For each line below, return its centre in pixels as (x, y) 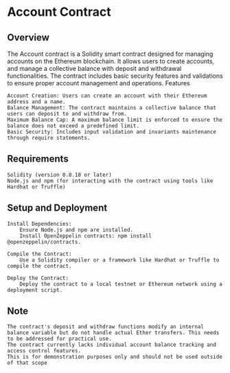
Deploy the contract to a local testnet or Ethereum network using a (121, 284)
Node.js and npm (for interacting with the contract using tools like (110, 181)
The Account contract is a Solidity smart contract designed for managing (110, 54)
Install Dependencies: (39, 224)
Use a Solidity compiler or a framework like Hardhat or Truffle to (119, 260)
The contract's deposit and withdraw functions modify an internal (106, 327)
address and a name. (37, 102)
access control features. (44, 351)
